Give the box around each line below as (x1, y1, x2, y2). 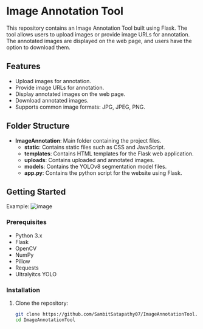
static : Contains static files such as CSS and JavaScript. (24, 143, 165, 151)
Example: (6, 203, 30, 210)
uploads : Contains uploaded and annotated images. (24, 156, 155, 163)
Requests (15, 264, 39, 271)
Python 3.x (15, 232, 43, 239)
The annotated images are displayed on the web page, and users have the (6, 37, 193, 44)
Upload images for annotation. (15, 77, 92, 84)
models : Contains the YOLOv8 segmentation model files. (24, 163, 167, 170)
